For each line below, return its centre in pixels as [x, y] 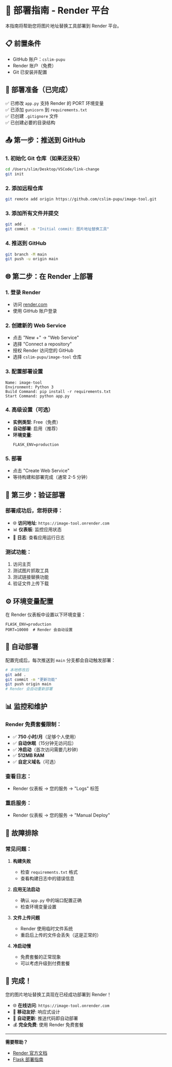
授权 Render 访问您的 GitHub [43, 351]
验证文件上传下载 [31, 584]
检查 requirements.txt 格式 [49, 872]
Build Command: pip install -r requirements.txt [58, 391]
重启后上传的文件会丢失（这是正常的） [61, 935]
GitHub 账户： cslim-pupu [39, 59]
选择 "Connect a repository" [42, 344]
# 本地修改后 [17, 670]
